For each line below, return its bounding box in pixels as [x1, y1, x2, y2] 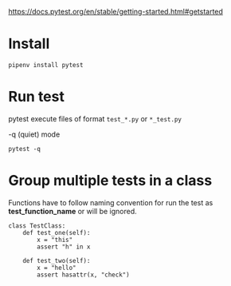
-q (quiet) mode [8, 129, 61, 139]
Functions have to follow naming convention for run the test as [8, 197, 213, 207]
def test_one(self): [22, 228, 91, 236]
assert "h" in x [37, 243, 91, 251]
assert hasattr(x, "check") [37, 271, 130, 279]
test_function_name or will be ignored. [8, 206, 137, 216]
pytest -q [8, 145, 41, 153]
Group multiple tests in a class [8, 172, 213, 190]
